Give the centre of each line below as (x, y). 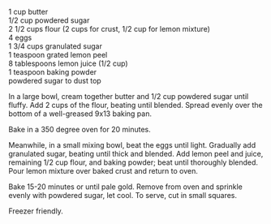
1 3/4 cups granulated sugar (56, 46)
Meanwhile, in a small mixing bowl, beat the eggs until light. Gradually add (132, 145)
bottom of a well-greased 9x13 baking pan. (80, 114)
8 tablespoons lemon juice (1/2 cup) (68, 63)
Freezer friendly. (36, 211)
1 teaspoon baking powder (53, 72)
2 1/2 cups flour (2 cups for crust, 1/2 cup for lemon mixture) (110, 29)
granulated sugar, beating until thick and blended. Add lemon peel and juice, (136, 154)
